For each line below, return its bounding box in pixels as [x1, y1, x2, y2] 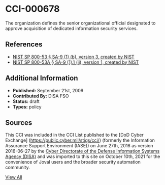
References [5, 40, 43, 49]
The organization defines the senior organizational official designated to [5, 20, 156, 26]
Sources [5, 118, 32, 127]
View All [5, 174, 22, 180]
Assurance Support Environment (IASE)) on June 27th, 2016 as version [5, 143, 153, 149]
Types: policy [12, 103, 42, 110]
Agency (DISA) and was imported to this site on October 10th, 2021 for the [5, 153, 160, 160]
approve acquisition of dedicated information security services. [5, 25, 138, 31]
